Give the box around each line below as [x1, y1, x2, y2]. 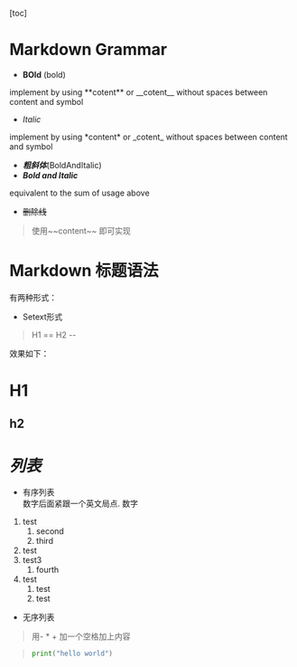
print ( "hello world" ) [31, 649, 114, 659]
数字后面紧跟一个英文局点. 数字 [22, 498, 138, 510]
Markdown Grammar [9, 40, 168, 60]
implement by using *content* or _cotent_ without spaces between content [9, 131, 288, 142]
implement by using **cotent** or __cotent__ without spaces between [9, 86, 268, 98]
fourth [35, 565, 60, 576]
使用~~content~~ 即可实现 [31, 225, 131, 236]
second [35, 526, 65, 537]
